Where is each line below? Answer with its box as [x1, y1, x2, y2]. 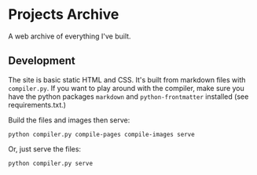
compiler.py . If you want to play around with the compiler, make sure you [8, 83, 245, 93]
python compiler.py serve [8, 159, 93, 167]
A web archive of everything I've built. [8, 31, 131, 41]
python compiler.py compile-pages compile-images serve [8, 130, 195, 138]
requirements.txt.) [8, 100, 67, 109]
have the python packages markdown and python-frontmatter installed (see [8, 92, 249, 101]
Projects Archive [8, 5, 119, 24]
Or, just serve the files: [8, 144, 81, 154]
